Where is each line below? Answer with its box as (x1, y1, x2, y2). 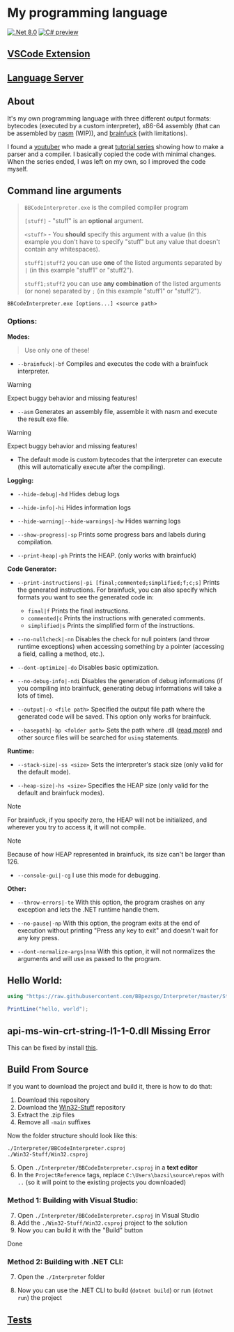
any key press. (17, 933, 60, 942)
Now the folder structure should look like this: (7, 1131, 138, 1140)
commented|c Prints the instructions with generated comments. (27, 613, 205, 622)
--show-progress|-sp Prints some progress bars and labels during (17, 530, 206, 538)
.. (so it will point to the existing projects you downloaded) (17, 1178, 187, 1186)
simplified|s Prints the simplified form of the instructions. (27, 621, 195, 629)
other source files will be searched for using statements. (17, 733, 180, 742)
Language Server (7, 72, 84, 84)
